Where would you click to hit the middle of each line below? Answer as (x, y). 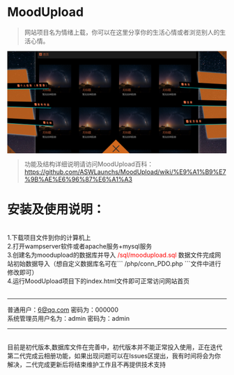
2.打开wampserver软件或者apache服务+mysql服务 (80, 246)
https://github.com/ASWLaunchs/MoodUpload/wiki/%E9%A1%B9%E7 (125, 172)
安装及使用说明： (56, 210)
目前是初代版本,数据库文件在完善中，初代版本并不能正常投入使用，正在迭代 (115, 347)
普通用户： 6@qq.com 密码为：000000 (63, 310)
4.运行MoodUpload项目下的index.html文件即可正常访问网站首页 (99, 281)
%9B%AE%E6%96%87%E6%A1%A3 (78, 179)
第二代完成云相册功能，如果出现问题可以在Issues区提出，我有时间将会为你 (114, 356)
